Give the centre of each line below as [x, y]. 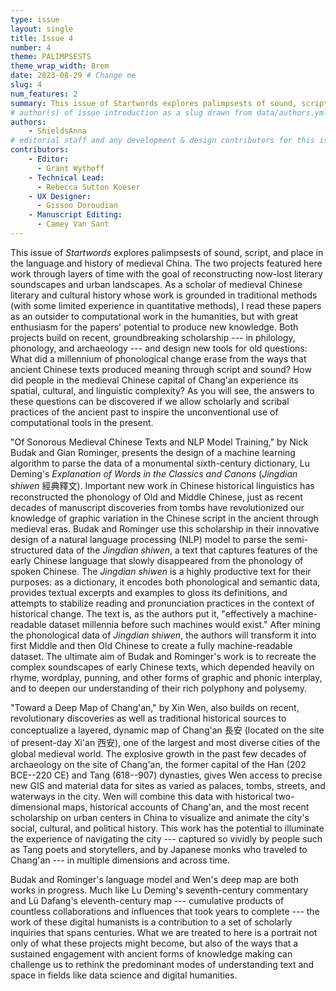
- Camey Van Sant [73, 224]
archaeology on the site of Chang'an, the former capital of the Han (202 [158, 764]
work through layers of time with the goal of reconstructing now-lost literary [166, 273]
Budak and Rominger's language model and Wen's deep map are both [155, 879]
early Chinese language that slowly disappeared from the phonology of [157, 560]
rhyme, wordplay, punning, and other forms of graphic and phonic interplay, [166, 677]
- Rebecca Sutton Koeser [88, 187]
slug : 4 [26, 85]
